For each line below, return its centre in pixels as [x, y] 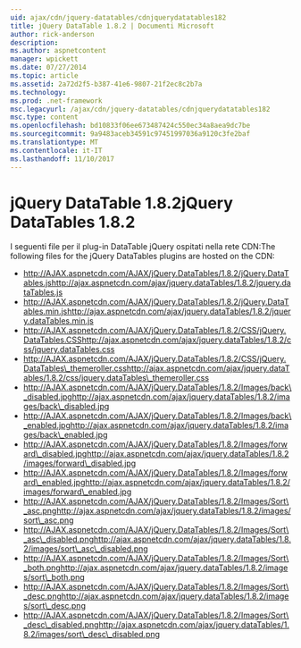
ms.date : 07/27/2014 [49, 68]
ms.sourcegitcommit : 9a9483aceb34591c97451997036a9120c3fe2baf [130, 134]
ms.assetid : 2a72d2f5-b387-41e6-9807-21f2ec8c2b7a [106, 84]
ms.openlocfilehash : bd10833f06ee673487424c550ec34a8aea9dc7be [130, 126]
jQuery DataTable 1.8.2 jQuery [121, 203]
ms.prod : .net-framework [56, 101]
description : [34, 42]
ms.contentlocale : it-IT [56, 150]
